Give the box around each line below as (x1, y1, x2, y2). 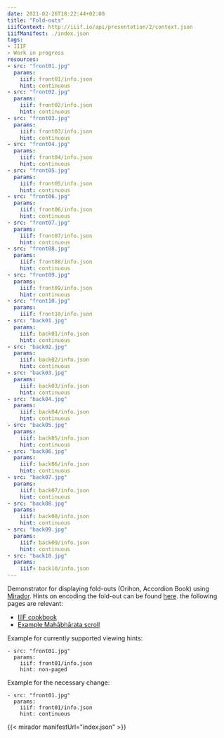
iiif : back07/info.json (20, 487, 90, 494)
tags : (7, 37, 23, 44)
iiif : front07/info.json (20, 232, 93, 239)
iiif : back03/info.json (20, 382, 90, 390)
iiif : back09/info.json (20, 539, 90, 546)
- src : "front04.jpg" (7, 141, 71, 148)
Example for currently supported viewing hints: (7, 634, 143, 643)
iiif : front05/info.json (20, 180, 93, 187)
